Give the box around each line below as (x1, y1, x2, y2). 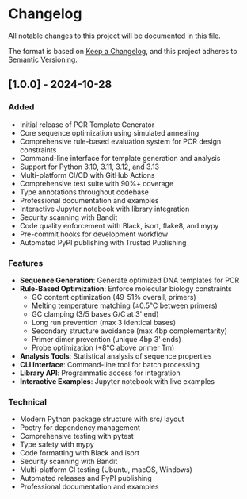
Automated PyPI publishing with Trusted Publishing (19, 237, 187, 247)
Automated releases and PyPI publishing (19, 474, 152, 483)
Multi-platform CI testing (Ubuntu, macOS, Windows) (19, 465, 192, 474)
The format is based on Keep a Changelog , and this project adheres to (8, 46, 237, 56)
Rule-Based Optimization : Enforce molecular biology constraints (19, 283, 232, 294)
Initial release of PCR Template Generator (19, 120, 155, 129)
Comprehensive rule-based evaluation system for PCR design (19, 136, 222, 146)
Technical (8, 396, 47, 407)
